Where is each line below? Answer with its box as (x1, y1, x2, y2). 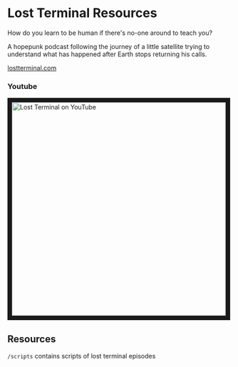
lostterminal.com (7, 63, 57, 72)
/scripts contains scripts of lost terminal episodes (7, 352, 156, 361)
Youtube (7, 81, 38, 91)
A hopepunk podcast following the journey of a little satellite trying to (7, 42, 210, 50)
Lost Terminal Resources (7, 5, 157, 21)
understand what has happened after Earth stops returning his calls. (7, 50, 207, 58)
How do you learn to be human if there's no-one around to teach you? (7, 28, 212, 37)
